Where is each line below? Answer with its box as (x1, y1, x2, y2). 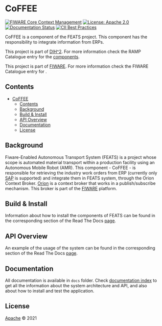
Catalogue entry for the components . (5, 53, 80, 59)
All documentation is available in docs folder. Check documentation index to (5, 277, 157, 283)
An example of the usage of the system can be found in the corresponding (5, 245, 156, 251)
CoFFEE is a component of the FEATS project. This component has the (5, 34, 148, 40)
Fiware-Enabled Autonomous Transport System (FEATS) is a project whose (5, 154, 157, 160)
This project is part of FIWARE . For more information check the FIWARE (5, 63, 149, 69)
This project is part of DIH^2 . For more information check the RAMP (5, 49, 141, 54)
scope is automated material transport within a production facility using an (5, 159, 155, 165)
